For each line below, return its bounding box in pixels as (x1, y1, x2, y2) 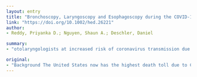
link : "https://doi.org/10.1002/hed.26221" (6, 19, 114, 25)
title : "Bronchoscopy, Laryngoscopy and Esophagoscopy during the (6, 14, 172, 20)
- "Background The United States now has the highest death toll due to (6, 62, 188, 68)
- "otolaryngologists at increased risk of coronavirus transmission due (6, 46, 191, 52)
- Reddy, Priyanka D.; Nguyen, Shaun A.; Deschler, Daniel (6, 30, 154, 36)
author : (6, 24, 25, 31)
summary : (6, 41, 28, 47)
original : (6, 57, 30, 62)
